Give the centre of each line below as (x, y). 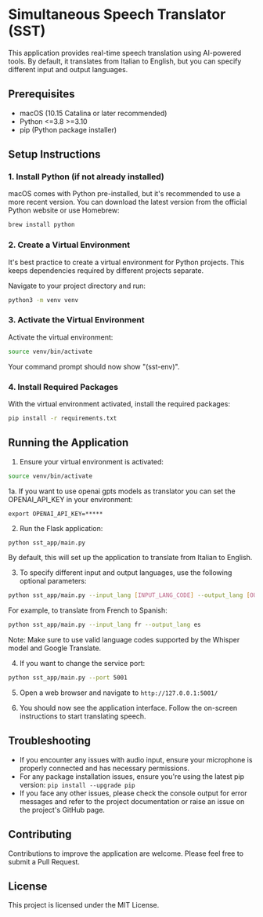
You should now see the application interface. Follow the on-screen (128, 708)
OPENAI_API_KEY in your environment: (70, 499)
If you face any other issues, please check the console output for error (133, 793)
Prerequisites (41, 95)
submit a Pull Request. (44, 861)
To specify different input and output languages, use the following (126, 573)
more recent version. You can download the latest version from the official (128, 202)
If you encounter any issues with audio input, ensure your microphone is (136, 759)
